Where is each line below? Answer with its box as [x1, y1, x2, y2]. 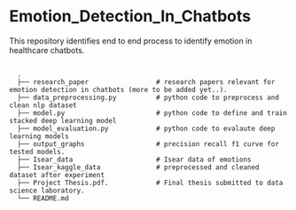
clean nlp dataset [9, 100, 77, 110]
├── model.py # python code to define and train [17, 108, 288, 117]
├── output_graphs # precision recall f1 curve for [17, 139, 279, 148]
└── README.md [17, 193, 69, 203]
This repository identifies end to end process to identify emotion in [9, 35, 253, 46]
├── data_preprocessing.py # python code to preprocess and [17, 93, 279, 102]
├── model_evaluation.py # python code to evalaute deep [17, 124, 276, 133]
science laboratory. [9, 186, 86, 195]
